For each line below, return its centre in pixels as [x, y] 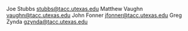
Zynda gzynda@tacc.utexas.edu [47, 22]
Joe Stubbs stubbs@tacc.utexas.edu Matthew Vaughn [75, 9]
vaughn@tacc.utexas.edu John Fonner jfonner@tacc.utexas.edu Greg [94, 15]
